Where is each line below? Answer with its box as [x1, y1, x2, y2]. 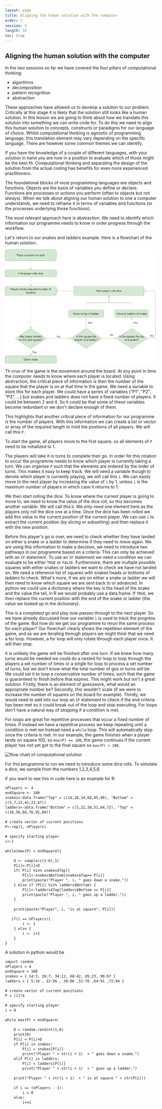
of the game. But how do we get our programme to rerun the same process [5, 620, 155, 626]
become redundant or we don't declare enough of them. [5, 404, 117, 410]
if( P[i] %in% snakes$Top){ [14, 868, 70, 873]
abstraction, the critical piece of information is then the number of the [5, 378, 144, 384]
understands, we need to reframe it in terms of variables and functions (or [5, 200, 153, 206]
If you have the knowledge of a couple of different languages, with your [5, 149, 147, 155]
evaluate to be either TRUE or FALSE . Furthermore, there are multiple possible [5, 559, 156, 565]
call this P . [5, 429, 25, 435]
